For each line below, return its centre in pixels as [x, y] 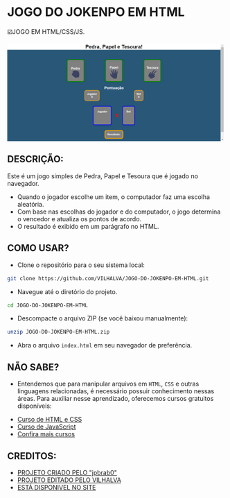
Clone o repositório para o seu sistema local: [81, 265]
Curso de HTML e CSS [50, 420]
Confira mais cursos [46, 434]
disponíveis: [34, 406]
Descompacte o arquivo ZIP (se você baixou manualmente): [103, 318]
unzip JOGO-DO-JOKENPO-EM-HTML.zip [59, 332]
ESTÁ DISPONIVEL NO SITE [56, 487]
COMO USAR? [38, 248]
